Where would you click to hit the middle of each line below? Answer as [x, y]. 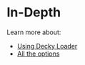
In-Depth [34, 12]
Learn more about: [34, 32]
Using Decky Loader [47, 46]
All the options [38, 54]
